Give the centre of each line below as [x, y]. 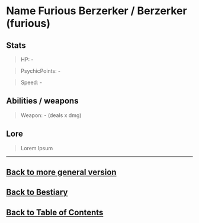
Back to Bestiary [37, 193]
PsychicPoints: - [41, 71]
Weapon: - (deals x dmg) [51, 115]
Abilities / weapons [42, 101]
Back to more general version [61, 172]
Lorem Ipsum [37, 148]
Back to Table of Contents [55, 212]
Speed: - [31, 82]
